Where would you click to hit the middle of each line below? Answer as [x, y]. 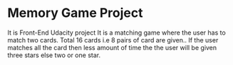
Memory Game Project [75, 13]
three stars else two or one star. [54, 55]
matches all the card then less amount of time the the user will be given [112, 47]
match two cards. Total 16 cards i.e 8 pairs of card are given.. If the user [113, 40]
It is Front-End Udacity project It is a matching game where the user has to [116, 32]
